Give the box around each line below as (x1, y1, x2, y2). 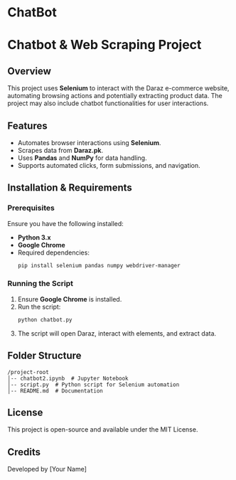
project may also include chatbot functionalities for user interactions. (7, 99, 209, 107)
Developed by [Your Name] (7, 465, 87, 474)
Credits (7, 446, 41, 458)
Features (7, 119, 48, 132)
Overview (7, 65, 52, 77)
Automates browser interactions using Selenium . (17, 139, 161, 146)
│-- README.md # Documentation (7, 387, 103, 395)
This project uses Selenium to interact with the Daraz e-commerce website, (7, 84, 230, 92)
